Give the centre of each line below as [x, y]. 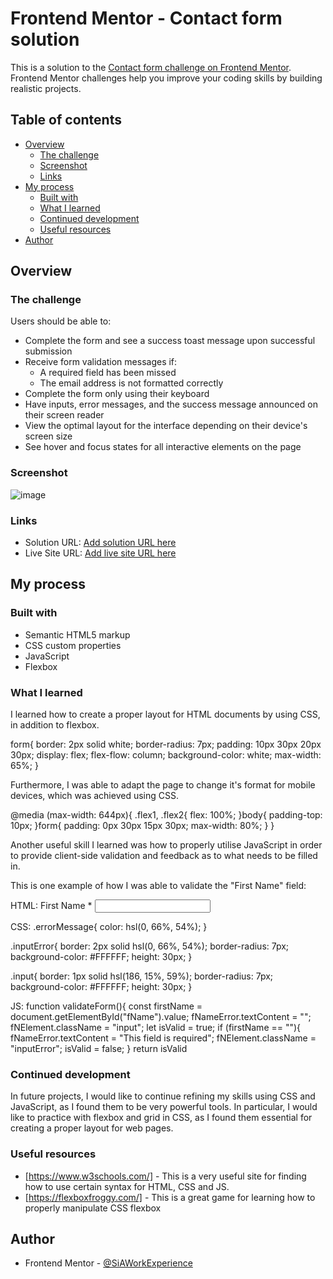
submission [48, 351]
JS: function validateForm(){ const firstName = [106, 1006]
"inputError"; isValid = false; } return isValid [99, 1049]
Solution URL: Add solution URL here [100, 543]
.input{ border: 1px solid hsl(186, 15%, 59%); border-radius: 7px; [142, 976]
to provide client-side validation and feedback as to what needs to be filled [164, 856]
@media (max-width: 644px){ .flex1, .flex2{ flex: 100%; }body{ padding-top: [166, 815]
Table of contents [66, 120]
